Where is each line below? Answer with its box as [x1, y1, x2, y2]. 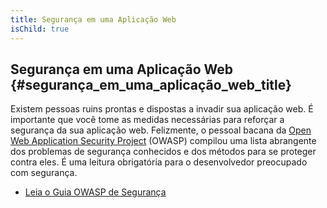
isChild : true [10, 24, 70, 34]
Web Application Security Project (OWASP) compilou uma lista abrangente [10, 135, 317, 147]
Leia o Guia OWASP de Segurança [24, 186, 167, 198]
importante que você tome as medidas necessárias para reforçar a [10, 114, 285, 126]
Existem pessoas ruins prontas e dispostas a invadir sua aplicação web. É [10, 103, 314, 115]
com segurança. [10, 167, 78, 179]
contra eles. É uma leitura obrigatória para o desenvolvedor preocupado [10, 156, 308, 168]
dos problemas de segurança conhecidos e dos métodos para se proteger [10, 146, 317, 158]
